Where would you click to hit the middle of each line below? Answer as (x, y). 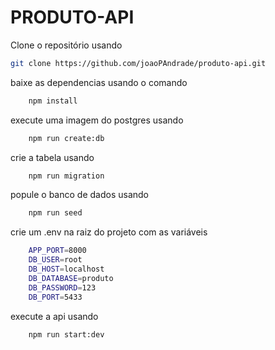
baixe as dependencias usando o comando (99, 82)
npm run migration (66, 176)
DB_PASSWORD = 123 (62, 287)
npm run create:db (66, 138)
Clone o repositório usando (66, 45)
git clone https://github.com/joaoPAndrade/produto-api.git (138, 63)
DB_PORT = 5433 (55, 297)
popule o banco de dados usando (79, 195)
